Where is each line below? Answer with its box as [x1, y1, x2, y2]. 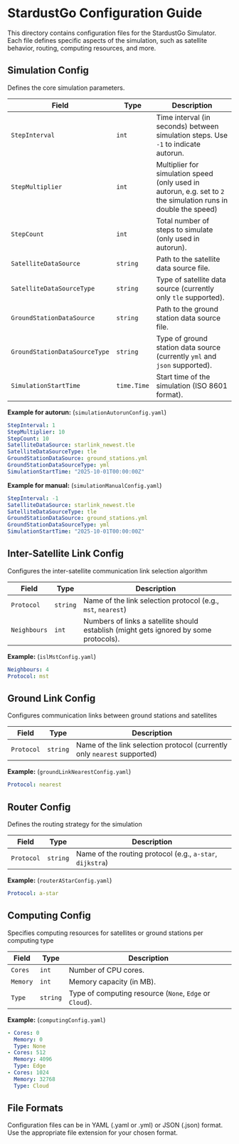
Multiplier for [156, 159, 199, 169]
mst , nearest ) [83, 604, 127, 614]
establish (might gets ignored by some [83, 625, 212, 635]
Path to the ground [156, 304, 219, 314]
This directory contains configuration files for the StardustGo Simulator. [7, 29, 217, 37]
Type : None [14, 1043, 46, 1050]
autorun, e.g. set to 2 [156, 186, 225, 196]
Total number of [156, 215, 210, 225]
